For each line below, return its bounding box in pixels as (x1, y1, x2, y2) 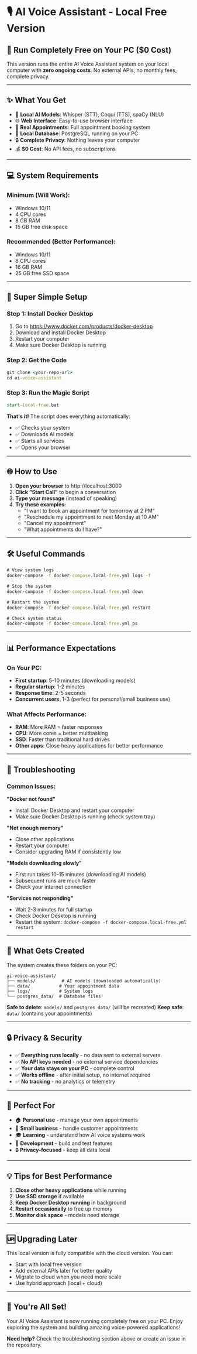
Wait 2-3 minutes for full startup (15, 906, 92, 913)
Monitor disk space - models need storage (15, 1212, 119, 1219)
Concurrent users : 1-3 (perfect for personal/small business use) (15, 695, 171, 703)
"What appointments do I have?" (23, 526, 102, 533)
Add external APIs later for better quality (15, 1267, 113, 1274)
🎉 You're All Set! (6, 1302, 67, 1312)
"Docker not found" (6, 796, 56, 803)
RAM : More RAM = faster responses (15, 724, 103, 731)
